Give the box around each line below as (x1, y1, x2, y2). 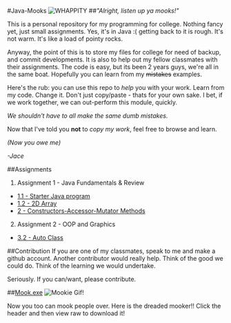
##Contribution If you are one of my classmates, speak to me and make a (7, 247, 216, 255)
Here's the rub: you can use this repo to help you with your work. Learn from (7, 84, 225, 91)
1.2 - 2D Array (17, 199, 57, 207)
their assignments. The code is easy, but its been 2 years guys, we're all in (7, 63, 219, 71)
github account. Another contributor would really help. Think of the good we (7, 255, 223, 262)
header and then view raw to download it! (7, 309, 125, 317)
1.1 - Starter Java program (17, 192, 91, 200)
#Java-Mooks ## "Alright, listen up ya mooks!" (7, 7, 179, 15)
